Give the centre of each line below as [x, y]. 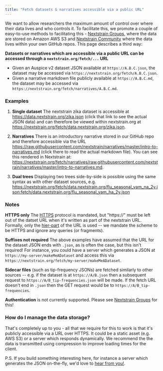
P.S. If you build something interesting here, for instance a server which [76, 358]
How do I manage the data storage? [48, 318]
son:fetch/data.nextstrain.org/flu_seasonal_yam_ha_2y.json [71, 192]
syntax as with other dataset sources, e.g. [54, 182]
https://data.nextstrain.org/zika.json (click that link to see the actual [79, 116]
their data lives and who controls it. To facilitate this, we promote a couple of [81, 28]
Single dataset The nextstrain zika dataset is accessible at [71, 111]
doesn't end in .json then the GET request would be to [60, 285]
